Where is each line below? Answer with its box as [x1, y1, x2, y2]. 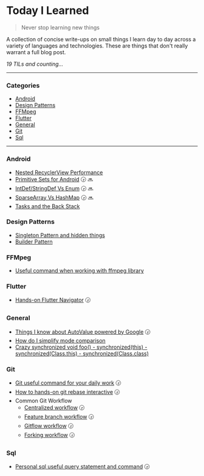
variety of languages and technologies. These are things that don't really [6, 42, 188, 49]
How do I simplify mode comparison [15, 337, 106, 344]
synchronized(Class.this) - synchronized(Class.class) [15, 349, 149, 357]
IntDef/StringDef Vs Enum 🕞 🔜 [15, 184, 93, 192]
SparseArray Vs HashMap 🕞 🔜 [15, 194, 94, 201]
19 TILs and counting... [6, 60, 64, 68]
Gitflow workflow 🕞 [24, 422, 74, 430]
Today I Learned [6, 4, 89, 18]
